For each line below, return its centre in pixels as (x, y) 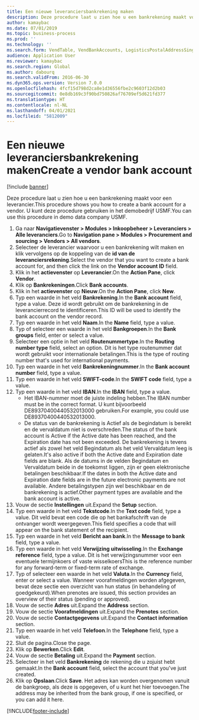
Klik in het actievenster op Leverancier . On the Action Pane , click (95, 273)
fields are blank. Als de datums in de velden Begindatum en (96, 461)
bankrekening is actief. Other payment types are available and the (103, 492)
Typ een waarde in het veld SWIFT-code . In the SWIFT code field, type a (103, 380)
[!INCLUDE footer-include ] (38, 711)
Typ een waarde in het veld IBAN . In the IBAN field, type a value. (93, 392)
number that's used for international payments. (72, 361)
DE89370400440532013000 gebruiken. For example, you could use (107, 411)
